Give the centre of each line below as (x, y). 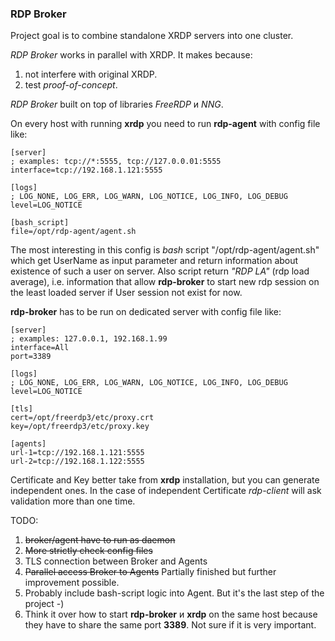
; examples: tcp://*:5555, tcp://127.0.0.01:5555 (116, 162)
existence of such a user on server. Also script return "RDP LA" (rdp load (160, 271)
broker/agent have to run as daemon (100, 540)
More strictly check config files (88, 551)
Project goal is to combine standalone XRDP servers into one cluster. (152, 36)
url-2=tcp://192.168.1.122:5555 (77, 462)
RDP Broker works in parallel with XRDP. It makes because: (131, 55)
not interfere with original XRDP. (91, 74)
